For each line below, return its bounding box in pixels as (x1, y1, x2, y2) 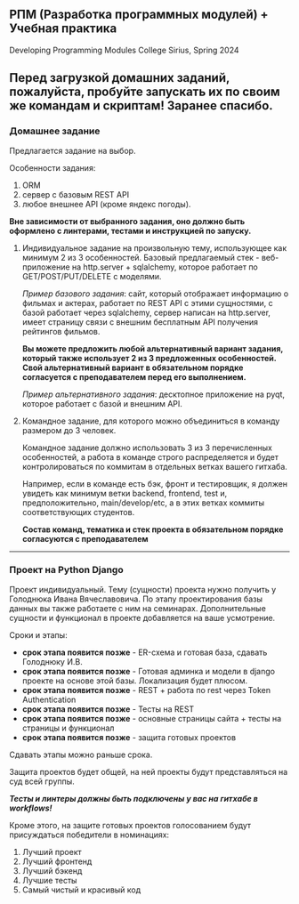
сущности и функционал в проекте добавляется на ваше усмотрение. (9, 612, 276, 623)
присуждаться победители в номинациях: (9, 829, 170, 840)
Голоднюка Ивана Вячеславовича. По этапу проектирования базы (9, 593, 263, 604)
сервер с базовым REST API (21, 189, 130, 199)
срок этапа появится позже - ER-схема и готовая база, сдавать (21, 647, 268, 658)
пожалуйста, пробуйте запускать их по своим (9, 85, 280, 100)
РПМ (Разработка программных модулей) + (9, 7, 269, 22)
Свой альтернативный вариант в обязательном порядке (21, 362, 244, 373)
